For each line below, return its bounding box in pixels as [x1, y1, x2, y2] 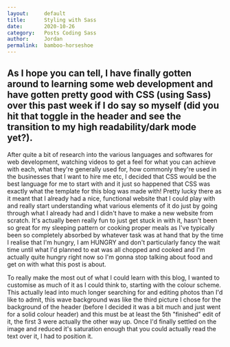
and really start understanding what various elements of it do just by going [7, 201, 218, 210]
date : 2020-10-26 [7, 23, 76, 30]
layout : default [7, 10, 67, 17]
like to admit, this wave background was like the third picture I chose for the [7, 295, 221, 304]
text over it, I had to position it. [7, 332, 93, 340]
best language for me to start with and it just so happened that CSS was [7, 180, 211, 188]
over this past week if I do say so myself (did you [7, 100, 220, 112]
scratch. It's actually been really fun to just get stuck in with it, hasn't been [7, 216, 218, 224]
